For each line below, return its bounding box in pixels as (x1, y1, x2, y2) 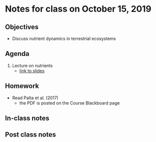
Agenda (5, 50, 30, 58)
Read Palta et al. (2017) (12, 95, 59, 101)
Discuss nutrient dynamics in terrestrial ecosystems (12, 35, 116, 41)
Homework (5, 82, 39, 90)
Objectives (5, 23, 39, 31)
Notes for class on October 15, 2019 (5, 3, 152, 15)
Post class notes (5, 130, 56, 139)
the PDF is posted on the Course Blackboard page (19, 100, 120, 106)
